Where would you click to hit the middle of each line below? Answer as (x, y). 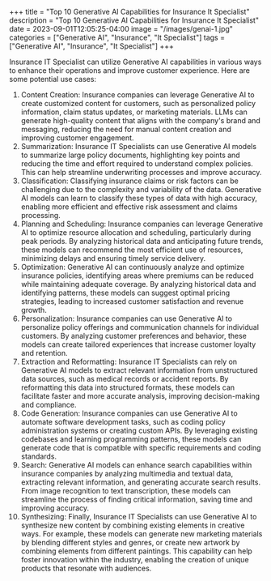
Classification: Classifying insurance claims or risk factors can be (130, 181)
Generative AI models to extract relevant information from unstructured (139, 370)
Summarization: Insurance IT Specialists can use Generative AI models (139, 146)
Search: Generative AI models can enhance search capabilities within (136, 465)
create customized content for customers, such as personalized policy (138, 103)
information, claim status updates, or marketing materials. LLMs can (134, 112)
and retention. (44, 353)
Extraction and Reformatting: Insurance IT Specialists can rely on (129, 361)
